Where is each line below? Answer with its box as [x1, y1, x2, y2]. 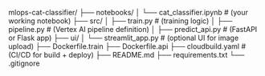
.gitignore [8, 58, 40, 68]
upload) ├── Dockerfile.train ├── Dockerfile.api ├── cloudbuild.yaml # [8, 42, 247, 51]
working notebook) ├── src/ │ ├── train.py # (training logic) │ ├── [8, 16, 233, 26]
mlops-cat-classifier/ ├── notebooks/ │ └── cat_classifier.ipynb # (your [8, 8, 249, 17]
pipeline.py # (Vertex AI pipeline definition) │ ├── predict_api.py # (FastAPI [8, 25, 258, 34]
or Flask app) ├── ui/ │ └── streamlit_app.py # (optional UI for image [8, 33, 239, 42]
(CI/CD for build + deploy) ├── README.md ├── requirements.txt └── [8, 50, 245, 59]
